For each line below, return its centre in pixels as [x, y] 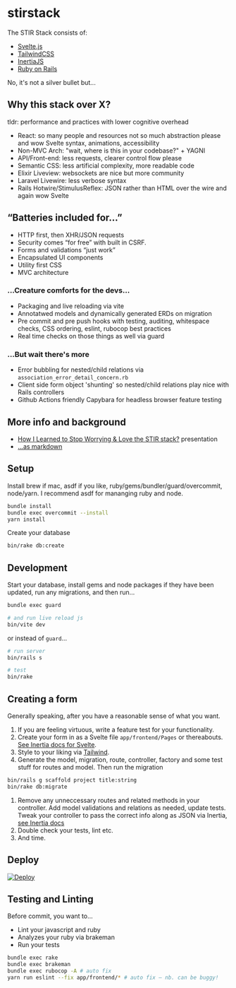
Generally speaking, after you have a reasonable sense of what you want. [114, 716]
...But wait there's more [48, 354]
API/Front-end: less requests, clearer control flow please [99, 158]
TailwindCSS [36, 54]
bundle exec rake [33, 958]
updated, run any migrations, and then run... [71, 592]
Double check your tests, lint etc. [66, 830]
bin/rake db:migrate [38, 787]
